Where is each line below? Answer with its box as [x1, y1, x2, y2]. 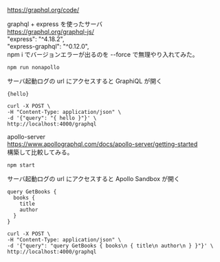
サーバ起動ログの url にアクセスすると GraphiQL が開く [7, 77, 163, 85]
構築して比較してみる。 [7, 148, 74, 156]
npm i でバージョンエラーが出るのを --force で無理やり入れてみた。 [7, 51, 199, 58]
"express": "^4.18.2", [7, 35, 65, 43]
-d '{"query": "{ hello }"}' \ [7, 115, 97, 121]
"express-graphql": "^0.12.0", [7, 43, 89, 50]
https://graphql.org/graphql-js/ [7, 27, 94, 36]
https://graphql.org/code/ [7, 6, 80, 14]
